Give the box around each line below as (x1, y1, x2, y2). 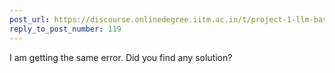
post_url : (9, 14, 51, 25)
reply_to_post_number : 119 (9, 24, 122, 34)
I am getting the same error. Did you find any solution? (9, 51, 233, 63)
